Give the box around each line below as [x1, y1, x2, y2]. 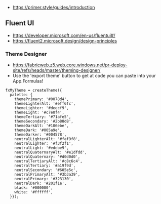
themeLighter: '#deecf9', [14, 106, 69, 111]
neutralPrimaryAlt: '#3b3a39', [14, 172, 80, 177]
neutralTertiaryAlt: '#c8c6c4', [14, 159, 83, 164]
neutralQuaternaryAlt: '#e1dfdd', [14, 150, 87, 155]
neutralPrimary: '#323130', [14, 177, 73, 182]
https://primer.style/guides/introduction [12, 5, 95, 10]
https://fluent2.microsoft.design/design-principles [12, 37, 117, 44]
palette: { [10, 92, 33, 98]
